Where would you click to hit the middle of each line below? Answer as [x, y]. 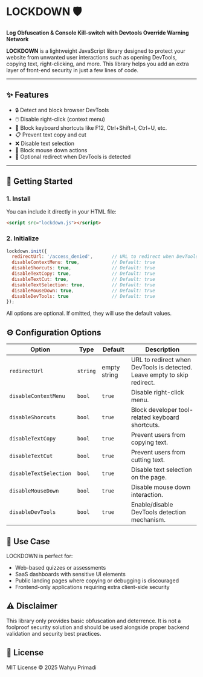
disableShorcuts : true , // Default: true [83, 268]
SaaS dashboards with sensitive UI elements [70, 574]
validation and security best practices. [54, 633]
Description [162, 349]
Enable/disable [152, 505]
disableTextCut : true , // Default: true [83, 279]
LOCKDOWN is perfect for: [40, 556]
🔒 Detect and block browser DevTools [62, 110]
